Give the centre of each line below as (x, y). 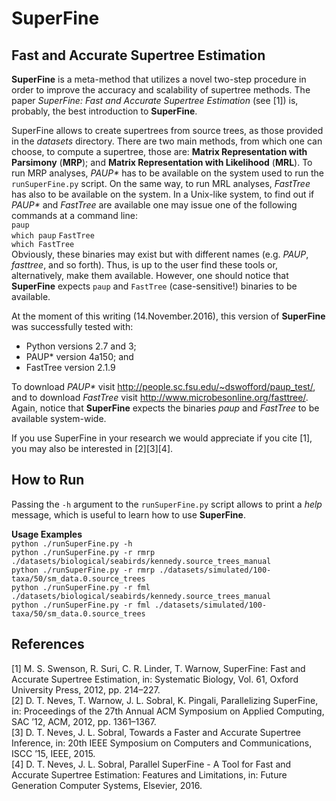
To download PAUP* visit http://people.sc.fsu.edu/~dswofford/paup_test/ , (163, 386)
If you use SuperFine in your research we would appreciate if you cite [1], (162, 438)
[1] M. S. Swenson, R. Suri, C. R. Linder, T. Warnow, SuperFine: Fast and (158, 668)
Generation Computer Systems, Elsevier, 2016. (107, 785)
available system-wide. (59, 418)
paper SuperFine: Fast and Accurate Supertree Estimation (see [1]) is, (155, 100)
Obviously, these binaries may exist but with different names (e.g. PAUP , (160, 254)
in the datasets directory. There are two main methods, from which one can (167, 141)
